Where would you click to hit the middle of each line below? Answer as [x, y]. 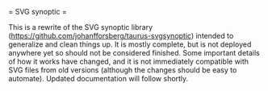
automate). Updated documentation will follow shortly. [98, 79]
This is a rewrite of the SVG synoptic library [81, 27]
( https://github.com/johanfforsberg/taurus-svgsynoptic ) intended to [121, 36]
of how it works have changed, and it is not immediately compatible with [128, 61]
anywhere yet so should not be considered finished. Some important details [134, 53]
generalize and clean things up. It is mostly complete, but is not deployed [130, 44]
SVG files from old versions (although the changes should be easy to [123, 70]
